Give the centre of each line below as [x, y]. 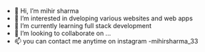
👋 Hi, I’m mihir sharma [46, 11]
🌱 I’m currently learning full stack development [83, 26]
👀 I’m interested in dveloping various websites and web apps [103, 18]
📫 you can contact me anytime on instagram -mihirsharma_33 [106, 41]
